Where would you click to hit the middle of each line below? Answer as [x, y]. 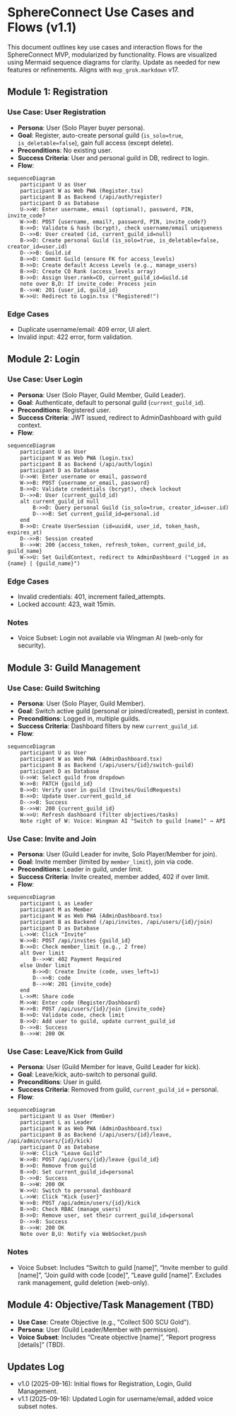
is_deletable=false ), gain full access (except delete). [95, 143]
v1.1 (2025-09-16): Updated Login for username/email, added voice [115, 1399]
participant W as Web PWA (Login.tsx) [77, 458]
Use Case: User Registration [57, 112]
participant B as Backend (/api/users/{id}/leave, [96, 1135]
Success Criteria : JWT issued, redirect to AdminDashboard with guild [119, 417]
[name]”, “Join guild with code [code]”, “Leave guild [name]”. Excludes [119, 1275]
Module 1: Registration [58, 92]
